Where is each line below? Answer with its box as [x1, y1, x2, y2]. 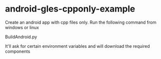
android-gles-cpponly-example [5, 3, 135, 15]
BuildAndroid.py [5, 34, 37, 40]
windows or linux [5, 24, 39, 30]
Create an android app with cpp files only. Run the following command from [5, 19, 157, 25]
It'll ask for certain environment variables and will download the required [5, 43, 150, 49]
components [5, 48, 31, 54]
